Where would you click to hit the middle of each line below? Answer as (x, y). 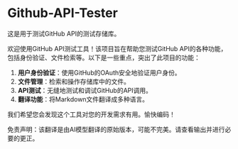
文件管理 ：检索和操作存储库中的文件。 (74, 81)
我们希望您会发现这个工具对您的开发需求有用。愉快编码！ (91, 114)
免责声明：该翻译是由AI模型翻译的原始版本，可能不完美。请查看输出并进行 (116, 129)
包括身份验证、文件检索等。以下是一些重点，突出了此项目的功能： (104, 57)
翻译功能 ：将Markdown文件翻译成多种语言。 (83, 99)
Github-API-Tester (63, 13)
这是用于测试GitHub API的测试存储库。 (64, 33)
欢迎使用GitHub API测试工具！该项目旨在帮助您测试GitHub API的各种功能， (117, 48)
